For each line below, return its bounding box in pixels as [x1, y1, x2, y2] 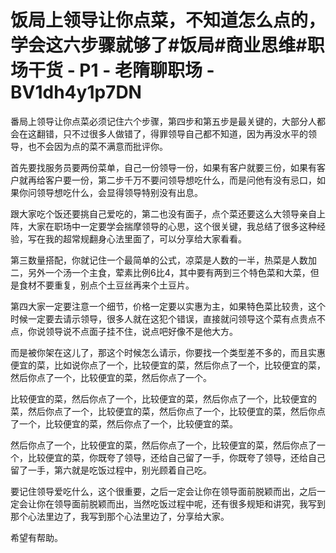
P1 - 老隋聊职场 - [79, 59, 215, 82]
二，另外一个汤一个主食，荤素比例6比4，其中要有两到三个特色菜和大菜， [10, 266, 311, 278]
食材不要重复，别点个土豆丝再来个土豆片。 [18, 279, 195, 291]
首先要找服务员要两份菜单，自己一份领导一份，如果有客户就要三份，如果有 [10, 161, 317, 173]
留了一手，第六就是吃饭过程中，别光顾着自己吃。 [10, 464, 212, 476]
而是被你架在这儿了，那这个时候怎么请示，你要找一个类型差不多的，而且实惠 [10, 346, 326, 358]
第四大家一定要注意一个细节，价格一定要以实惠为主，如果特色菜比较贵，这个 [10, 300, 326, 312]
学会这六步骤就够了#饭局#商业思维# [10, 34, 308, 57]
